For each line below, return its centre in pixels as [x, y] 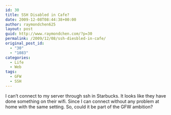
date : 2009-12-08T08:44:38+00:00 [41, 19]
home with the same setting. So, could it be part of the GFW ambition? [79, 107]
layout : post [19, 29]
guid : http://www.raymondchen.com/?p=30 [49, 34]
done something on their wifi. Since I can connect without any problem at [82, 101]
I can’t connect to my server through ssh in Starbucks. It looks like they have [86, 96]
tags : [11, 72]
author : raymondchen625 [31, 24]
